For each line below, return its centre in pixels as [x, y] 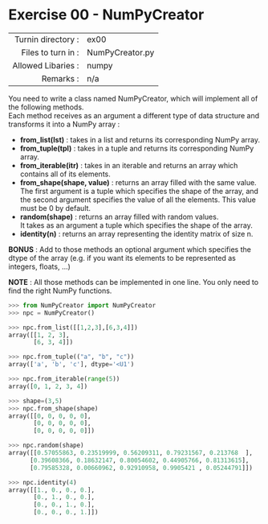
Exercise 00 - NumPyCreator [106, 15]
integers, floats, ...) [39, 266]
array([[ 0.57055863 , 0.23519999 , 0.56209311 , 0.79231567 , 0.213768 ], [130, 453]
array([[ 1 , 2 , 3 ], [39, 335]
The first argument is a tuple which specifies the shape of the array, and [139, 191]
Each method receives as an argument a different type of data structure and [134, 115]
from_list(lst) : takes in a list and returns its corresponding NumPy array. [140, 139]
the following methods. [46, 107]
